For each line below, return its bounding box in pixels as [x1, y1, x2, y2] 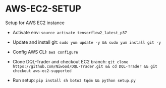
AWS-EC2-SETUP [5, 3, 82, 15]
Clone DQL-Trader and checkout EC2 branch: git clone [12, 58, 129, 64]
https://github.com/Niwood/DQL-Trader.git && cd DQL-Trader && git [12, 64, 157, 69]
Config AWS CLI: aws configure [12, 49, 78, 55]
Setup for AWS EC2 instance [5, 20, 65, 26]
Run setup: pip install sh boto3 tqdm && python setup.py [12, 77, 136, 83]
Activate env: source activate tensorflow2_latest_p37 [12, 29, 127, 35]
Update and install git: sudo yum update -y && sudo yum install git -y [12, 39, 161, 45]
